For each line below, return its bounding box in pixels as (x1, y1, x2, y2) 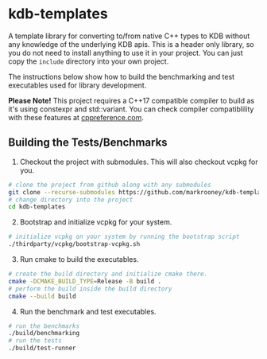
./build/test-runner (8, 344, 77, 353)
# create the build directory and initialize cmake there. (8, 270, 208, 278)
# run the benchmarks (8, 322, 80, 330)
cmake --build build (8, 292, 77, 300)
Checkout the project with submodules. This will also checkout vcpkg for (19, 157, 258, 166)
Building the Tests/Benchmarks (8, 136, 168, 150)
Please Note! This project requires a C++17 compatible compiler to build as (8, 96, 255, 105)
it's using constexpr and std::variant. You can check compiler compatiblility (8, 104, 254, 114)
